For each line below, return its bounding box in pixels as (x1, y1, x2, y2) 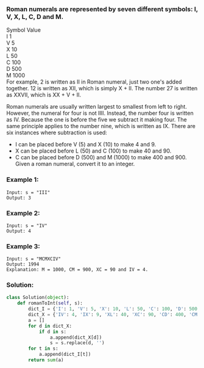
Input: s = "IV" (6, 222, 47, 229)
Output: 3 (6, 195, 32, 201)
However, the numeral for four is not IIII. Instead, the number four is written (6, 109, 194, 117)
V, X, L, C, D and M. (6, 12, 64, 21)
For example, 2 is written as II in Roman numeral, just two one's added (6, 78, 182, 85)
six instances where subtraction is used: (6, 129, 108, 136)
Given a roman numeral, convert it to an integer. (15, 161, 135, 168)
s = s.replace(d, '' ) (49, 340, 105, 346)
